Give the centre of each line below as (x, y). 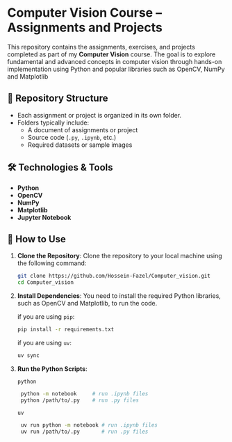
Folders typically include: (53, 123)
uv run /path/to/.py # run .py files (84, 432)
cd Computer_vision (45, 283)
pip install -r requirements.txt (66, 330)
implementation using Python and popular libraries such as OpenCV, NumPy (116, 69)
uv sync (28, 356)
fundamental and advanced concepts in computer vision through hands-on (115, 61)
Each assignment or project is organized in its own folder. (99, 115)
